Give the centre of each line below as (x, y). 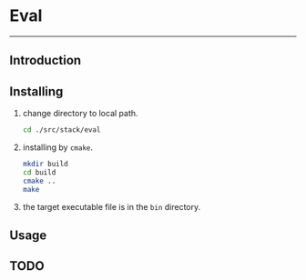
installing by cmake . (58, 147)
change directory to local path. (80, 114)
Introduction (46, 60)
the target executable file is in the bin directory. (112, 206)
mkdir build (45, 165)
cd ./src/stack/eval (61, 130)
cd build (39, 172)
